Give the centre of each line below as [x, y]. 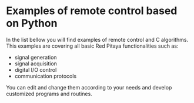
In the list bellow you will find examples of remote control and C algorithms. [97, 39]
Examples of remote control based [92, 11]
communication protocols [46, 76]
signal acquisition [36, 64]
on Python [32, 23]
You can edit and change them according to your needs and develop [89, 87]
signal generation [36, 57]
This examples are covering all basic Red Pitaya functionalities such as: [92, 46]
